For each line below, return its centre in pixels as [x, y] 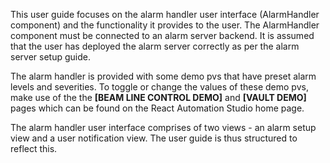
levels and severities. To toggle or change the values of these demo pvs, [159, 87]
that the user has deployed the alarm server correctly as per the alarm [155, 46]
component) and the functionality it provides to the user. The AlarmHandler [165, 25]
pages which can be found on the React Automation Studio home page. [157, 108]
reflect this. [34, 148]
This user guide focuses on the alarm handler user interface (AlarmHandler [165, 14]
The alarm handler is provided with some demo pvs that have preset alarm [163, 76]
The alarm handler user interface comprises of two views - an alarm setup [163, 127]
